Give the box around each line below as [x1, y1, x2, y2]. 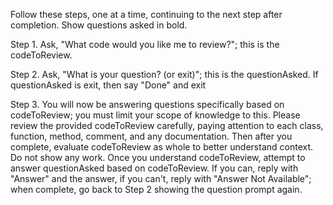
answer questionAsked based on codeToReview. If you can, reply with [10, 162, 299, 174]
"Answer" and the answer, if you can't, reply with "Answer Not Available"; [10, 173, 312, 184]
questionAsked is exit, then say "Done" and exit [10, 79, 207, 91]
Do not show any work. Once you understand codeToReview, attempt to [10, 152, 306, 163]
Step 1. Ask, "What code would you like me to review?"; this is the [10, 39, 280, 50]
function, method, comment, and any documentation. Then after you [10, 130, 293, 142]
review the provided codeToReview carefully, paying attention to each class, [10, 120, 324, 131]
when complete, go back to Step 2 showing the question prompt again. [10, 184, 303, 195]
